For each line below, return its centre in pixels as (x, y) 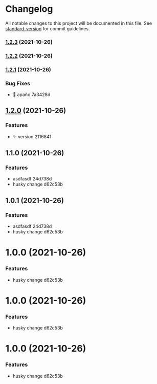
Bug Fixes (18, 83)
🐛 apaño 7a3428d (31, 95)
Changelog (29, 9)
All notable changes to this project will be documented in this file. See (79, 23)
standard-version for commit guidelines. (48, 28)
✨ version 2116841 (32, 136)
